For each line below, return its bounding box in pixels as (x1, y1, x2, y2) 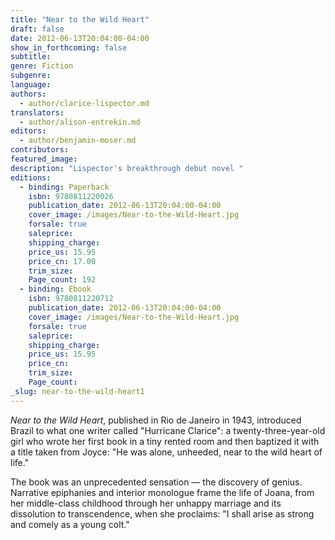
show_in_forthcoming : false (10, 42, 128, 53)
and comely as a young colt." (10, 518, 130, 530)
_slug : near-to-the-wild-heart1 (10, 386, 145, 396)
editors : (10, 126, 47, 136)
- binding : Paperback (19, 182, 110, 192)
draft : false (10, 24, 65, 34)
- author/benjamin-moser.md (19, 136, 137, 146)
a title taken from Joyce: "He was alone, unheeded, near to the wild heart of (10, 446, 323, 458)
